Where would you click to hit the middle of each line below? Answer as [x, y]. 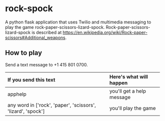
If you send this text [31, 80]
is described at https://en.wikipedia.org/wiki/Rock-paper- [90, 32]
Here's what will [129, 77]
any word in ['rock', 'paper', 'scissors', [52, 105]
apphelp [17, 94]
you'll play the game [133, 108]
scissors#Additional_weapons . [36, 38]
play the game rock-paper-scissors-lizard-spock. [55, 27]
